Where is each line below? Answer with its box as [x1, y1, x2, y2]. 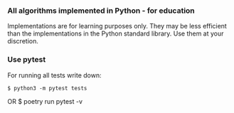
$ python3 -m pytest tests [7, 85, 87, 92]
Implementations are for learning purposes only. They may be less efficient [7, 22, 228, 31]
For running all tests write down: [7, 70, 102, 80]
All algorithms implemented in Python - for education [7, 6, 196, 16]
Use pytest [7, 55, 46, 65]
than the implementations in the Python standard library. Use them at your [7, 29, 224, 38]
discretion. [7, 37, 39, 45]
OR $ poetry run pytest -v [7, 97, 83, 105]
